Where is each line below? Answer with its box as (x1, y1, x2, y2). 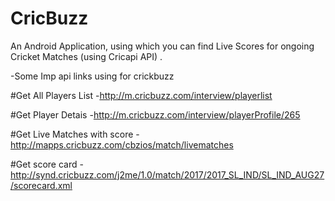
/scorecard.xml (10, 179, 73, 191)
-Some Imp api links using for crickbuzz (10, 70, 175, 82)
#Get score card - (10, 158, 84, 170)
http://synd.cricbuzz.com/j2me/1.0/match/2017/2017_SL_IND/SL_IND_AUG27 (10, 168, 325, 181)
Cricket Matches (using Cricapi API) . (10, 50, 163, 62)
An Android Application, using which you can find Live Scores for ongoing (10, 40, 315, 52)
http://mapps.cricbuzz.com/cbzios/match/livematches (10, 138, 234, 151)
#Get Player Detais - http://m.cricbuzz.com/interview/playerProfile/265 (10, 108, 301, 121)
